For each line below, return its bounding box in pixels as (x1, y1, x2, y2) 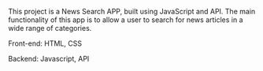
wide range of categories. (8, 24, 92, 32)
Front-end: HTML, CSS (8, 39, 83, 48)
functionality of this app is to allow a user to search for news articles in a (8, 15, 243, 24)
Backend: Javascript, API (8, 54, 90, 63)
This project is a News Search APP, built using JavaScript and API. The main (8, 7, 256, 16)
